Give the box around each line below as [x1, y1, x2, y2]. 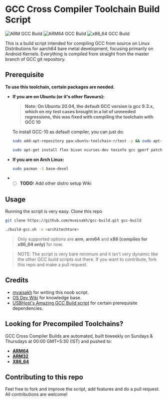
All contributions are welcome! [5, 392, 68, 398]
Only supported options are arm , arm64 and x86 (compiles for [17, 236, 148, 242]
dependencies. [12, 305, 43, 311]
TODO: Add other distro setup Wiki [19, 181, 92, 187]
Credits [5, 276, 29, 285]
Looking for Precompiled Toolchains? [5, 320, 124, 328]
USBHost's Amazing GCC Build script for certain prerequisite [12, 300, 138, 306]
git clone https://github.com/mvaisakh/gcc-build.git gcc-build [5, 218, 142, 223]
